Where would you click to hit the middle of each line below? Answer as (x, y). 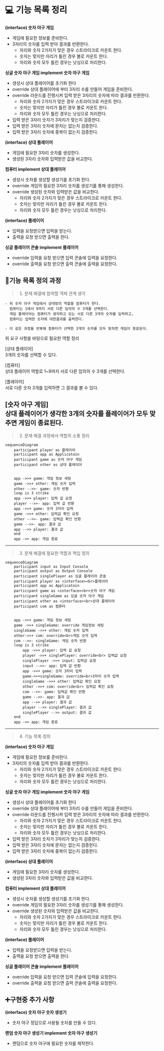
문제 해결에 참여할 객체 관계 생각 (55, 293)
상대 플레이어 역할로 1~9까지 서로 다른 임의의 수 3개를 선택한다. (65, 371)
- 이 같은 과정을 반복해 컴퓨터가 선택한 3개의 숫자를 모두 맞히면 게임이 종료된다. (77, 328)
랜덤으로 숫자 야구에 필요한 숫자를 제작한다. (53, 1044)
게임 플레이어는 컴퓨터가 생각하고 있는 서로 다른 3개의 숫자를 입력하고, (72, 314)
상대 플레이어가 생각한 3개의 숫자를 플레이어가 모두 (77, 414)
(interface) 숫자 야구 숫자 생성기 (36, 1012)
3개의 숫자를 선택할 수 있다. (31, 355)
